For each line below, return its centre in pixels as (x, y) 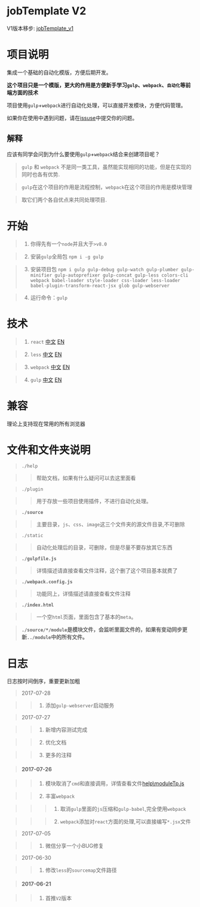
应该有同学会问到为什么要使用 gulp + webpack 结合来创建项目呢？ (84, 154)
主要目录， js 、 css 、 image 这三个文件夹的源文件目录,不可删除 (111, 525)
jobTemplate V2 (47, 11)
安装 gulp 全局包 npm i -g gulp (67, 256)
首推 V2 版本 (59, 898)
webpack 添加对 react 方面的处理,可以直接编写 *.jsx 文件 (125, 821)
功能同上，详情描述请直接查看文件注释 (83, 594)
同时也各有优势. (41, 174)
